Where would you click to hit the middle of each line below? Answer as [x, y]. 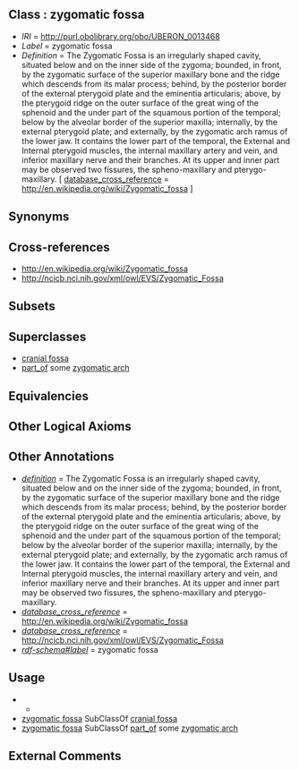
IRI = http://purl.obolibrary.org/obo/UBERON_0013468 [120, 36]
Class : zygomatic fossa [77, 15]
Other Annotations [61, 457]
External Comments [65, 756]
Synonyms [39, 217]
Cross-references [60, 247]
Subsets [32, 307]
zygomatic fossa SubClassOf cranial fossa [99, 718]
